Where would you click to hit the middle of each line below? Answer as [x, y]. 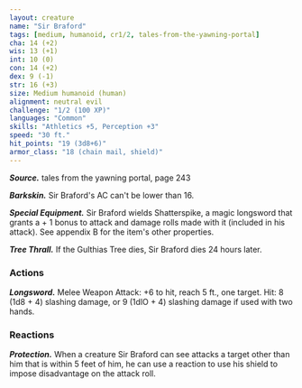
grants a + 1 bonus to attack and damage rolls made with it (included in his [147, 222]
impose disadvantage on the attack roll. [82, 374]
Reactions [32, 335]
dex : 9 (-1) [32, 77]
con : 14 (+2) [34, 69]
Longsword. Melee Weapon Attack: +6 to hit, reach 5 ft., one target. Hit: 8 [146, 292]
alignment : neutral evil [56, 102]
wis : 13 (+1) [34, 51]
